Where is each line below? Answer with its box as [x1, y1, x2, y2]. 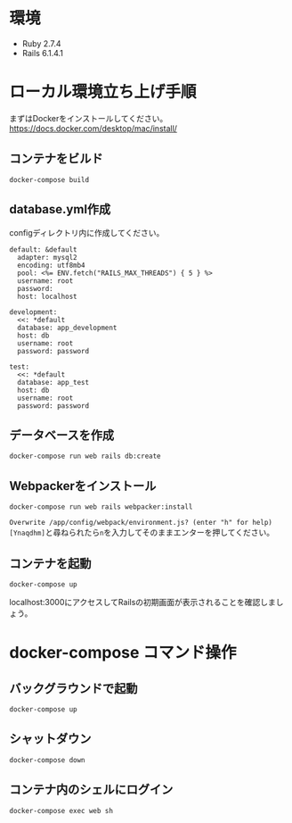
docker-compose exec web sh [9, 806, 114, 815]
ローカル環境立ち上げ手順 [9, 82, 198, 103]
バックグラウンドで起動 [9, 680, 138, 696]
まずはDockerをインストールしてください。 [9, 112, 168, 123]
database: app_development [17, 323, 118, 332]
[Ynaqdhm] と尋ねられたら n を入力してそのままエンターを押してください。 [9, 528, 274, 538]
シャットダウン [9, 731, 92, 746]
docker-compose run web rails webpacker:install [9, 503, 193, 511]
